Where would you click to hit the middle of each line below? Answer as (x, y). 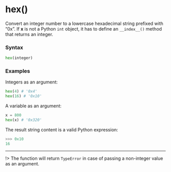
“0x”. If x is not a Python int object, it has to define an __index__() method (83, 28)
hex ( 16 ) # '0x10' (24, 96)
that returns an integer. (29, 34)
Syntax (14, 47)
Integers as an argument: (32, 82)
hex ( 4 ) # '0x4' (21, 92)
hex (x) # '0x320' (24, 120)
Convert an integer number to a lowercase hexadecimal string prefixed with (84, 23)
